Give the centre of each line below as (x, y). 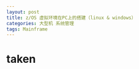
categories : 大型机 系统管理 (40, 23)
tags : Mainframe (27, 29)
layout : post (23, 12)
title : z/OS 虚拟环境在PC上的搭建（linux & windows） (71, 18)
